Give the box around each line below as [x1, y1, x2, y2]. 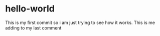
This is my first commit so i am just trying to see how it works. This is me [5, 19, 155, 25]
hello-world [5, 3, 55, 14]
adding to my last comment [5, 24, 62, 30]
